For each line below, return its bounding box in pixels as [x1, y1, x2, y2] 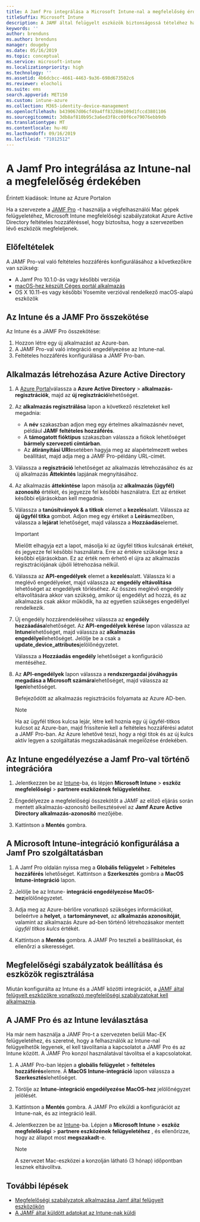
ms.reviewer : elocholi [6, 81, 62, 87]
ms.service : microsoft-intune [6, 58, 82, 64]
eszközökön [14, 1203, 45, 1210]
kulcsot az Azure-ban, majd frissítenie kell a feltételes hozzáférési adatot [14, 724, 193, 731]
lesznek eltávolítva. [14, 1164, 62, 1171]
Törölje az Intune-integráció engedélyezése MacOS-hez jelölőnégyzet [14, 1085, 190, 1093]
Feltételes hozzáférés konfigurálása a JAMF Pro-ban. [14, 352, 146, 359]
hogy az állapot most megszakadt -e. [14, 1134, 106, 1142]
